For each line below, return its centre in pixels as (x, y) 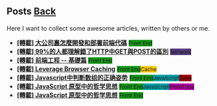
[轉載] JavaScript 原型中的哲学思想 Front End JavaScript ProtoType (105, 86)
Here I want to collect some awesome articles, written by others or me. (108, 28)
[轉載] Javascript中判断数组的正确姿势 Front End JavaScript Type (104, 77)
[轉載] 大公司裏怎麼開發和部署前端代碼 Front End (84, 43)
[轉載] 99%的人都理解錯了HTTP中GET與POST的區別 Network (104, 51)
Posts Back (31, 12)
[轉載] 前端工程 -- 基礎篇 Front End (64, 60)
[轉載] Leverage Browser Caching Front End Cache (87, 68)
